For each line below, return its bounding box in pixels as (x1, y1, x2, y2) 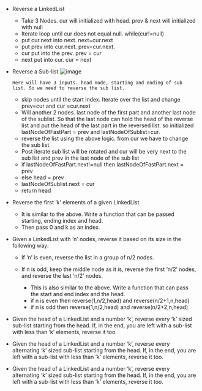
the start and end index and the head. (30, 291, 125, 297)
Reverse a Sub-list (12, 68, 59, 75)
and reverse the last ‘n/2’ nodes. (21, 272, 103, 279)
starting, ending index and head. (21, 217, 103, 224)
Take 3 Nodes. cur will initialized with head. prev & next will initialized (21, 17, 196, 24)
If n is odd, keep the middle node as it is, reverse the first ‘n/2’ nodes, (21, 266, 196, 273)
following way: (12, 242, 49, 249)
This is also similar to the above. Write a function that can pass (30, 284, 189, 291)
